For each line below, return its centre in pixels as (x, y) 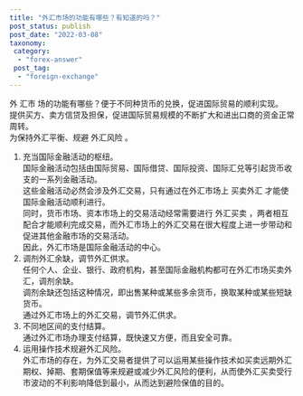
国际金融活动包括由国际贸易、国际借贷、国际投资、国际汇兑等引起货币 (153, 167)
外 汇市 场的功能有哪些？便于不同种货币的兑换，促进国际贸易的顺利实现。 (146, 103)
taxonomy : (28, 43)
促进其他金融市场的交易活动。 (78, 235)
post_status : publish (50, 26)
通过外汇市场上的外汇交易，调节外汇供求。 (102, 315)
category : (32, 52)
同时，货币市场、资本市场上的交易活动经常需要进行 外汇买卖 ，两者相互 (156, 212)
